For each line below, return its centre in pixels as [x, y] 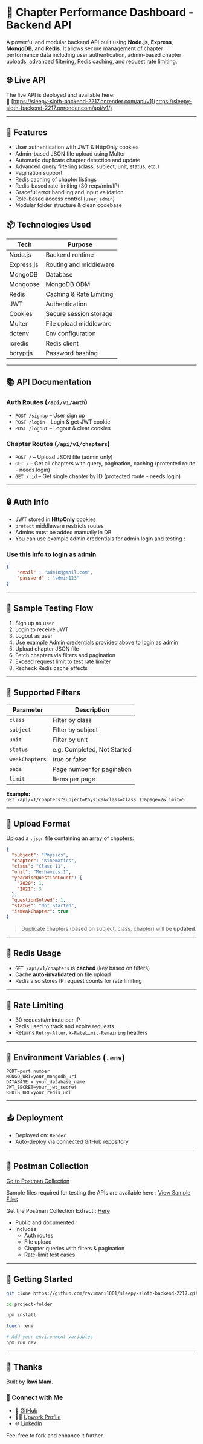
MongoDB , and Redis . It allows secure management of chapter [85, 48]
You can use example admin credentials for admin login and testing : [100, 539]
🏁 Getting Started [40, 1279]
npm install [21, 1315]
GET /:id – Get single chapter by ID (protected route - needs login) [98, 476]
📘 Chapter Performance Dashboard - [100, 12]
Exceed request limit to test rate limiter [63, 661]
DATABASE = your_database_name [46, 1082]
